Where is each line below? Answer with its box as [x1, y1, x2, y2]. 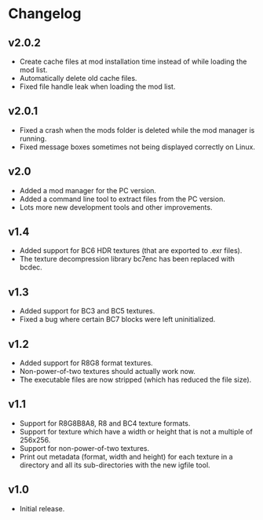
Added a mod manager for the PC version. [19, 185, 157, 195]
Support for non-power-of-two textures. [19, 443, 150, 452]
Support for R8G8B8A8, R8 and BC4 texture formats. [19, 418, 191, 428]
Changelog [8, 5, 82, 23]
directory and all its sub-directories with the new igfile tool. [19, 460, 210, 470]
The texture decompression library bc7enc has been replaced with [19, 255, 236, 264]
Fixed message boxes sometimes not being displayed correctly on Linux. [19, 142, 256, 152]
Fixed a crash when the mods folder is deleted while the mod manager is [19, 125, 255, 134]
